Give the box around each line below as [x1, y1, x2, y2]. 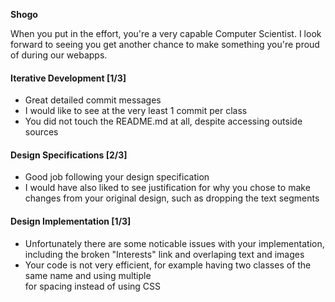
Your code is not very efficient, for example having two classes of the [24, 259, 312, 271]
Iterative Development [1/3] [10, 72, 127, 84]
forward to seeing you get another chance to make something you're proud [10, 39, 320, 50]
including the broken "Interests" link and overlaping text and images [24, 248, 305, 260]
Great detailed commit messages [24, 94, 162, 106]
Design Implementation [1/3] [10, 215, 132, 227]
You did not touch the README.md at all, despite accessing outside [24, 115, 303, 128]
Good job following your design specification [24, 171, 210, 183]
